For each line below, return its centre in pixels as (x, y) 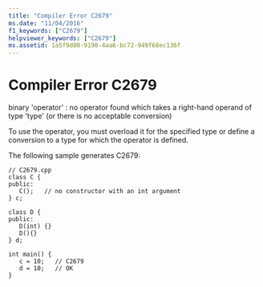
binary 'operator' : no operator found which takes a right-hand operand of (130, 107)
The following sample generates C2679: (74, 156)
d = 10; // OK (46, 269)
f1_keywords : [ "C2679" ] (48, 30)
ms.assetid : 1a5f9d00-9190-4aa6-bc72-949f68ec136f (95, 46)
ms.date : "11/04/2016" (46, 23)
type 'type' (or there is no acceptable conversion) (90, 116)
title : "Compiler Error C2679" (61, 16)
